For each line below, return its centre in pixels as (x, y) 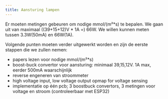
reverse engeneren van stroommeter (51, 75)
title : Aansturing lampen (32, 10)
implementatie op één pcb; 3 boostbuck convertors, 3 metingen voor (84, 86)
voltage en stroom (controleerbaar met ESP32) (61, 91)
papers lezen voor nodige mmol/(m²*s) (53, 59)
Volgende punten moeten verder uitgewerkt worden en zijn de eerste (77, 44)
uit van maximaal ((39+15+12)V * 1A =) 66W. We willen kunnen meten (77, 29)
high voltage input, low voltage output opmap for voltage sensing (80, 80)
